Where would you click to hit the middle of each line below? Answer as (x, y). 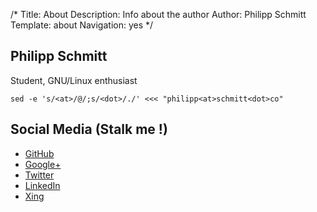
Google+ (43, 164)
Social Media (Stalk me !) (89, 129)
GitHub (39, 153)
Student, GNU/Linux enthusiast (74, 80)
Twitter (39, 175)
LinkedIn (42, 185)
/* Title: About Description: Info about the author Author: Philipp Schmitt (158, 14)
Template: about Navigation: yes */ (82, 25)
